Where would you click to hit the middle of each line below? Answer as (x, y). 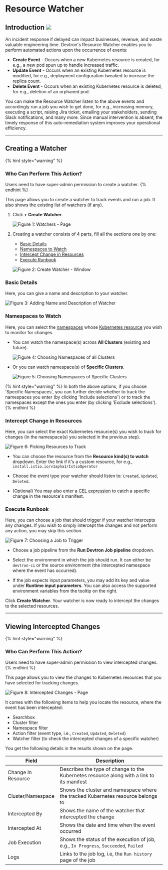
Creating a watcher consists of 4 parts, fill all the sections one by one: (84, 234)
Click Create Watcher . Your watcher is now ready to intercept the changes (82, 601)
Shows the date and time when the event (108, 825)
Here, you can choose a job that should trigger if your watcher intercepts (80, 520)
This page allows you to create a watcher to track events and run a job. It (80, 200)
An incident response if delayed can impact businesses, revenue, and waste (83, 39)
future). (20, 347)
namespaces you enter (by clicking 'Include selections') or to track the (78, 397)
